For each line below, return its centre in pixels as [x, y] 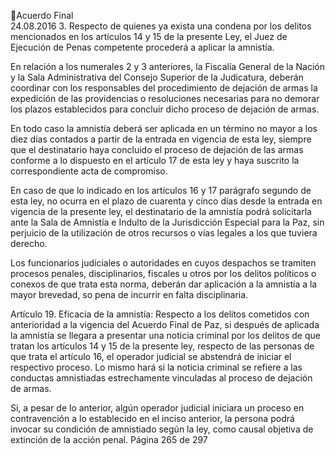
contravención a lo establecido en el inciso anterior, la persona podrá [152, 418]
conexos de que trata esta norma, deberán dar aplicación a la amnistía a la [164, 284]
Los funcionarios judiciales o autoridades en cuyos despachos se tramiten [163, 263]
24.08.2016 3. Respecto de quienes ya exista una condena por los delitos [161, 26]
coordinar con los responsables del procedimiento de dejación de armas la [164, 88]
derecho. [29, 243]
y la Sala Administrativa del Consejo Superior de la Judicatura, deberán [157, 77]
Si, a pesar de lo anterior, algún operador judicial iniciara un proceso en [157, 408]
